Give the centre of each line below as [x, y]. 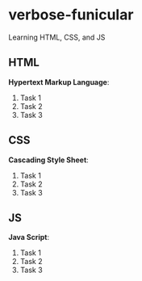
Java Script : [29, 237]
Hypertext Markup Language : [59, 82]
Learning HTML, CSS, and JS [57, 37]
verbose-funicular [71, 15]
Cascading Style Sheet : [48, 160]
